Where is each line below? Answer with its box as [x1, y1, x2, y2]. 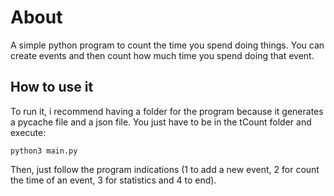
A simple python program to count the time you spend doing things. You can [10, 39, 325, 51]
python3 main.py [10, 146, 78, 156]
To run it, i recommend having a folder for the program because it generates [10, 105, 324, 117]
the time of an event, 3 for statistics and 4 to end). [10, 174, 217, 186]
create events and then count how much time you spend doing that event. [10, 49, 315, 61]
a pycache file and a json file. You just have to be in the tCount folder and [10, 116, 312, 128]
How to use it [10, 79, 94, 96]
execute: [10, 126, 47, 138]
